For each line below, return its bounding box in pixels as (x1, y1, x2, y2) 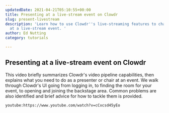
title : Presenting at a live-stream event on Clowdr (5, 12, 118, 17)
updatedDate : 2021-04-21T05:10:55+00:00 (5, 7, 92, 13)
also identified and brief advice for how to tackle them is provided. (5, 93, 143, 99)
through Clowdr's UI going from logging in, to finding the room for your (5, 82, 152, 88)
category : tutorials (5, 36, 49, 41)
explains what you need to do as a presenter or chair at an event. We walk (5, 77, 158, 83)
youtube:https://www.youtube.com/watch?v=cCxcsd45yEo (5, 102, 121, 108)
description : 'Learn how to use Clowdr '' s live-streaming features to (5, 21, 156, 27)
